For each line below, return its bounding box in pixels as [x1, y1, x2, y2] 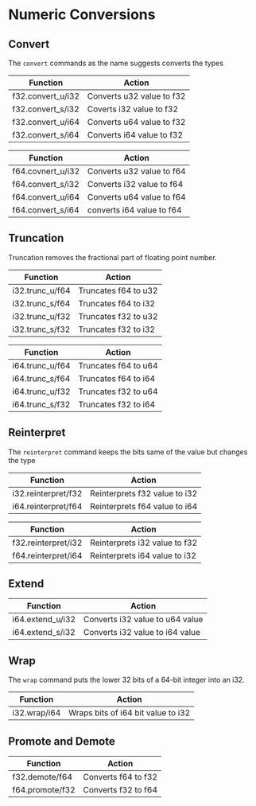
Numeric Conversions [8, 6, 156, 24]
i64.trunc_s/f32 [12, 399, 71, 410]
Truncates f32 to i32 [78, 324, 156, 335]
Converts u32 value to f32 [87, 91, 186, 101]
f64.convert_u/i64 [12, 192, 80, 202]
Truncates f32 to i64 [78, 399, 156, 410]
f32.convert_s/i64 [12, 130, 80, 140]
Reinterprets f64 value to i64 [90, 500, 198, 512]
